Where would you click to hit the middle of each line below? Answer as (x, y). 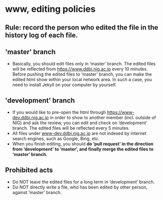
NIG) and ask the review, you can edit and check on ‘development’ (80, 123)
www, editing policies (50, 9)
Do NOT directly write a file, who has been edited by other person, (80, 187)
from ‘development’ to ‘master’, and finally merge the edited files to (83, 149)
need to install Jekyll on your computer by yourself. (64, 85)
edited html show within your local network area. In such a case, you (82, 80)
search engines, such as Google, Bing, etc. (56, 139)
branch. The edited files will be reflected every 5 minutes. (71, 128)
